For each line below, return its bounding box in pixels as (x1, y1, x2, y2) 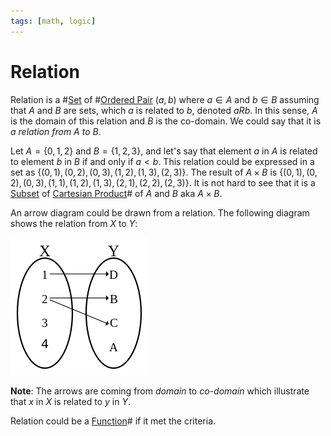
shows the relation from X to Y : (10, 217, 138, 229)
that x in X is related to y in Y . (10, 395, 131, 407)
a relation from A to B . (10, 125, 102, 137)
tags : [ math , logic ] (10, 16, 97, 26)
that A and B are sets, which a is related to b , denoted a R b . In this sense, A (10, 104, 318, 116)
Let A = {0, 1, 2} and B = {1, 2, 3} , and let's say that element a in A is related (10, 145, 318, 157)
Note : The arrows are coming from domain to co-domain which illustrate (10, 385, 310, 397)
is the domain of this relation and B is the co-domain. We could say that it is (10, 115, 322, 127)
